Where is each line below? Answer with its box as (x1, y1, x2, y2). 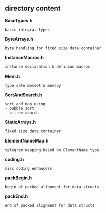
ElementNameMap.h (5, 137, 49, 144)
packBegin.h (5, 175, 32, 181)
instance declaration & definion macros (5, 64, 91, 69)
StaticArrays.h (5, 119, 36, 125)
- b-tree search (5, 110, 39, 115)
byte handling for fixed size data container (5, 45, 101, 51)
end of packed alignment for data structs (5, 203, 95, 208)
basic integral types (5, 27, 50, 32)
